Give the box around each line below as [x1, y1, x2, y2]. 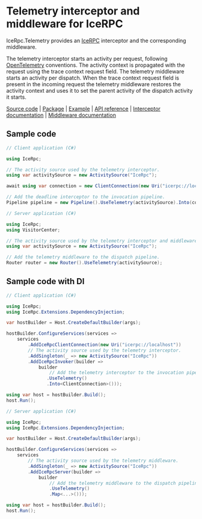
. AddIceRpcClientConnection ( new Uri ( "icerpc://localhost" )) [28, 342, 182, 348]
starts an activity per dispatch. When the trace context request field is [6, 74, 179, 81]
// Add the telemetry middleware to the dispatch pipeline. [6, 254, 161, 260]
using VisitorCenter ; [6, 227, 61, 233]
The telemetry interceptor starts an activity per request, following [6, 55, 168, 62]
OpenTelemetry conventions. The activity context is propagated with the [6, 61, 185, 69]
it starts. [6, 93, 27, 101]
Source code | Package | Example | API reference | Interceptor [6, 105, 161, 112]
